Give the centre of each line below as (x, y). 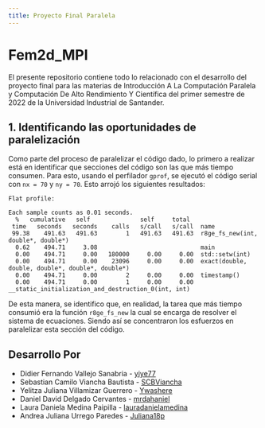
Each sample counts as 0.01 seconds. (71, 213)
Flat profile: (32, 199)
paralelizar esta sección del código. (66, 329)
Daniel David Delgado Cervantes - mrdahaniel (95, 399)
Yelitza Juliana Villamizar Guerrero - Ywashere (96, 391)
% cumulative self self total (103, 220)
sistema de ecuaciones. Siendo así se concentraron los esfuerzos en (121, 321)
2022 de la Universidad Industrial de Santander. (86, 102)
